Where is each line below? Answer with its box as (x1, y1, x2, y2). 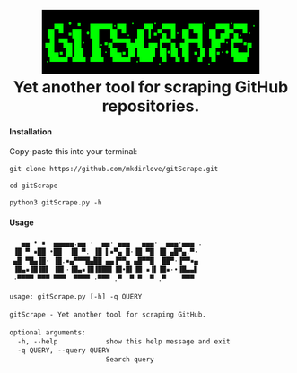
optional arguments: (9, 327, 87, 337)
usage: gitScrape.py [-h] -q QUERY (9, 291, 143, 301)
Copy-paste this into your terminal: (9, 146, 137, 157)
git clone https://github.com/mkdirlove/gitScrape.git (9, 165, 219, 174)
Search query (105, 354, 154, 364)
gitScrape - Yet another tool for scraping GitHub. (9, 309, 206, 319)
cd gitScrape (9, 181, 58, 191)
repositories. (101, 96, 200, 117)
